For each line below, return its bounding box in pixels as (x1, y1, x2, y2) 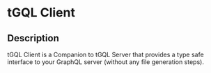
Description (7, 32, 59, 44)
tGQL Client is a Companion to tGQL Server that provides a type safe (7, 50, 204, 59)
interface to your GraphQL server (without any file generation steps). (7, 58, 204, 66)
